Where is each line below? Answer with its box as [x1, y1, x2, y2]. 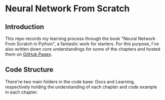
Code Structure [5, 66, 53, 74]
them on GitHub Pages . [5, 51, 53, 57]
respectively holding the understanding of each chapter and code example [5, 84, 157, 90]
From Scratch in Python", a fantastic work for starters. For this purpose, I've [5, 41, 159, 47]
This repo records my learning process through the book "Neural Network [5, 35, 156, 41]
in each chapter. [5, 89, 38, 95]
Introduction [5, 23, 44, 31]
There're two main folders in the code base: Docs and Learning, [5, 78, 135, 84]
